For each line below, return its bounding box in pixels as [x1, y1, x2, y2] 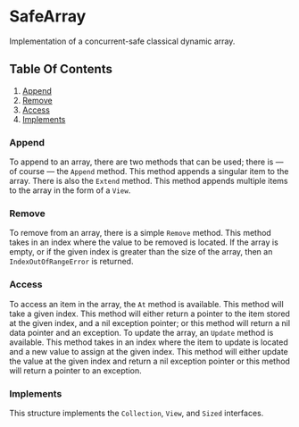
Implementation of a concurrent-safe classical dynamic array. [9, 36, 236, 46]
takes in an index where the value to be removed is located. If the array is [9, 237, 278, 247]
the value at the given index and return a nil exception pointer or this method [9, 356, 290, 366]
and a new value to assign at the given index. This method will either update [9, 346, 288, 356]
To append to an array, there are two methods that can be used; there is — [9, 156, 284, 167]
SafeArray [9, 6, 87, 27]
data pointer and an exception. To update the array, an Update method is [9, 327, 274, 338]
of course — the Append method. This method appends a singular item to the [9, 166, 289, 177]
